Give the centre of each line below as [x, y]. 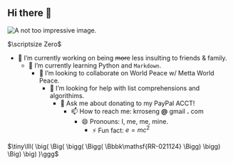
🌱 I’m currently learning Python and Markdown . [95, 65]
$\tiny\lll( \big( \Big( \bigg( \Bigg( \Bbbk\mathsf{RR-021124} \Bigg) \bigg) [114, 147]
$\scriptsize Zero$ [35, 44]
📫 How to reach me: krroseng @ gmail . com [138, 111]
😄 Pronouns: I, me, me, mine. [125, 121]
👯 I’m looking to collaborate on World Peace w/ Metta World [127, 73]
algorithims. [67, 95]
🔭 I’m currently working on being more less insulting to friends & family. [122, 58]
